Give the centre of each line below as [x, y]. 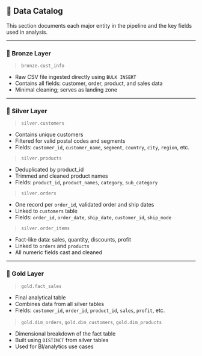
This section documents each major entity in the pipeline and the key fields [99, 25]
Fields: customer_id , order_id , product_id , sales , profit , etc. [90, 310]
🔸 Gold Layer [25, 273]
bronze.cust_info [43, 66]
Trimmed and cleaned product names [61, 176]
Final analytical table [40, 297]
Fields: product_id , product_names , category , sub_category [86, 183]
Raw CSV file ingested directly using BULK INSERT [75, 77]
